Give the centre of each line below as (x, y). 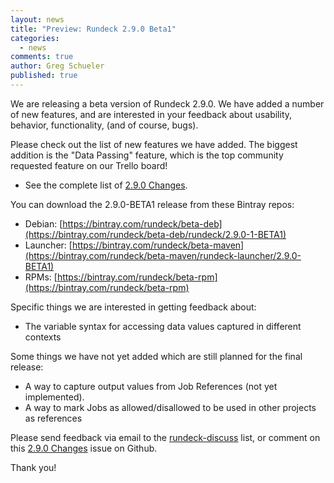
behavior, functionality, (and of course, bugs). (104, 125)
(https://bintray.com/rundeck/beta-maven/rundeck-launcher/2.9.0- (163, 255)
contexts (43, 337)
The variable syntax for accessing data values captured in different (163, 326)
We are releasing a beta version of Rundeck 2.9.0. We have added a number (167, 103)
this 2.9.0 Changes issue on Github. (84, 448)
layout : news (37, 19)
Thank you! (33, 467)
